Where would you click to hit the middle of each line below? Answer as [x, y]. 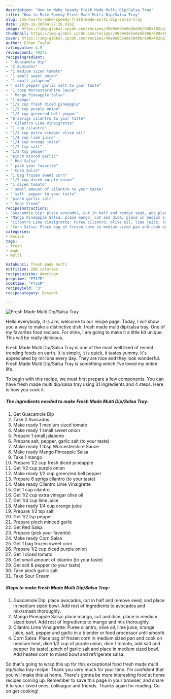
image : [13, 29]
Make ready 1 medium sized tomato [50, 425]
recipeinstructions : [28, 208]
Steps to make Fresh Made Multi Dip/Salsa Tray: [58, 587]
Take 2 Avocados [31, 420]
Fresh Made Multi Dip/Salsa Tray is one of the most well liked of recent [80, 348]
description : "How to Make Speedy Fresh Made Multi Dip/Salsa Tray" [80, 10]
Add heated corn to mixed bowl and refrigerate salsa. [69, 654]
